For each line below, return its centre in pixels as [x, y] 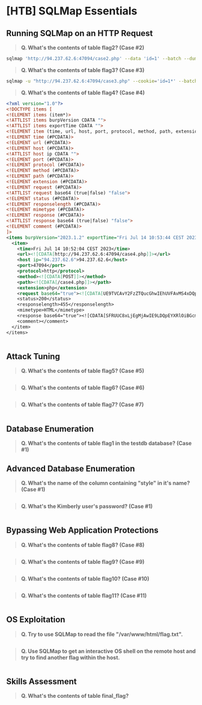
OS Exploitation [36, 620]
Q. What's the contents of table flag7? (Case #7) [82, 405]
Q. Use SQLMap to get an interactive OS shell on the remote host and [108, 651]
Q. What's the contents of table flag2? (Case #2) [83, 47]
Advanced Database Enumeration [71, 469]
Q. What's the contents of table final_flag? [75, 696]
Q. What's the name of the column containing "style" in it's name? [106, 483]
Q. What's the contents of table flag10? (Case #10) [85, 578]
